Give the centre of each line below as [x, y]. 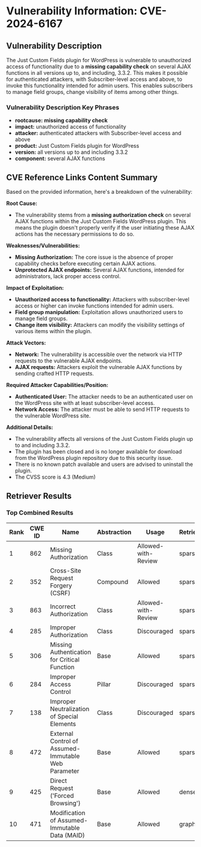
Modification [68, 813]
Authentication [71, 652]
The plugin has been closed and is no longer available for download [98, 452]
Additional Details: [30, 427]
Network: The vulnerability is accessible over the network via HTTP [98, 355]
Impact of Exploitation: [35, 288]
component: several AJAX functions [60, 159]
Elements [63, 724]
